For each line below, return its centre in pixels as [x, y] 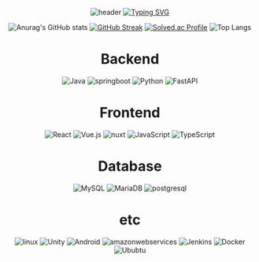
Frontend [130, 113]
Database [130, 166]
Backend [130, 59]
